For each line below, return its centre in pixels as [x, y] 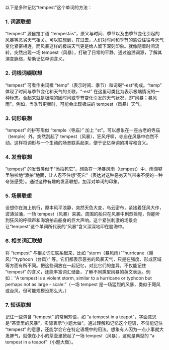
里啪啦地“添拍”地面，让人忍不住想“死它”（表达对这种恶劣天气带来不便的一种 [84, 175]
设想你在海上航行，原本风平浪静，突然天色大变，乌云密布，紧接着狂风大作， [84, 207]
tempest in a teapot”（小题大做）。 [41, 342]
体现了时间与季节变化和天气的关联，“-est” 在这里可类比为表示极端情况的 [80, 91]
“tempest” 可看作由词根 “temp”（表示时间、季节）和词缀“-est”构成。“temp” [83, 85]
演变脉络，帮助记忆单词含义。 [36, 59]
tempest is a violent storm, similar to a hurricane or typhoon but [86, 278]
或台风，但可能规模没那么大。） [37, 291]
